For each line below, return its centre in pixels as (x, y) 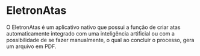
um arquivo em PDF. (31, 46)
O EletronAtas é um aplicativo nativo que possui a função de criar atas (93, 27)
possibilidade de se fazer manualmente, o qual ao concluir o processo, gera (100, 40)
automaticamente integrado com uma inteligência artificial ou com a (90, 33)
